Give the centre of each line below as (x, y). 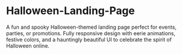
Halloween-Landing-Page (70, 11)
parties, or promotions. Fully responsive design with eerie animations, (91, 33)
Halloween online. (28, 46)
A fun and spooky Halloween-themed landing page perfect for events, (91, 27)
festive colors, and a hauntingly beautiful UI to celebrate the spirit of (89, 39)
